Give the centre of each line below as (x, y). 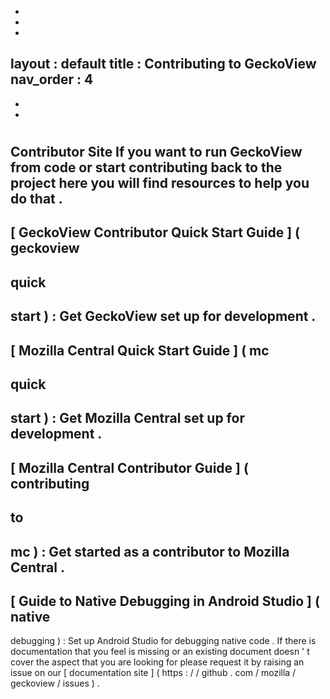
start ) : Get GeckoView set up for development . (163, 316)
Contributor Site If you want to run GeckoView (156, 152)
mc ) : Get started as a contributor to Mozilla (150, 551)
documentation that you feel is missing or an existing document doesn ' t (160, 652)
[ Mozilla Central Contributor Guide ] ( (129, 467)
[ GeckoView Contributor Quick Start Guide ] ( (155, 232)
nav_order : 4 (52, 79)
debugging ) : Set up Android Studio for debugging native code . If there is (163, 641)
